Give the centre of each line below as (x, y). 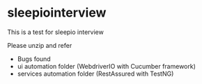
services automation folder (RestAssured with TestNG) (95, 74)
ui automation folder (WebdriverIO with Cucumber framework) (107, 66)
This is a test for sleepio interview (56, 32)
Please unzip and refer (40, 45)
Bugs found (34, 59)
